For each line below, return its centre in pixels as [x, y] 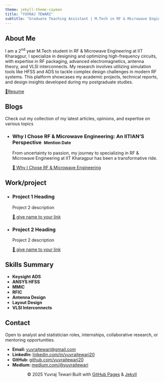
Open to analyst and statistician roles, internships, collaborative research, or [82, 335]
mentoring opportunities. [30, 340]
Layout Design [27, 302]
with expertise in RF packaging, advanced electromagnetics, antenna [74, 61]
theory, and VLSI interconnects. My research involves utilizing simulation [78, 66]
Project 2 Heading [34, 229]
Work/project [26, 183]
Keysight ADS [27, 276]
